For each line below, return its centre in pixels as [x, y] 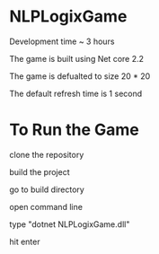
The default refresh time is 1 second [76, 93]
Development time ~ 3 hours [62, 41]
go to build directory [47, 189]
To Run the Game [74, 130]
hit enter [25, 241]
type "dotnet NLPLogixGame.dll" [70, 224]
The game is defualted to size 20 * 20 [80, 76]
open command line [46, 206]
